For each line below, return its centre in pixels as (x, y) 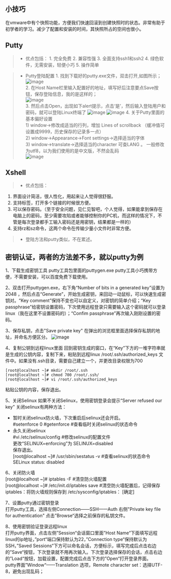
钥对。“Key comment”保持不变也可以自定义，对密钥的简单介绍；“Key (78, 301)
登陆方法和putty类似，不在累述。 (60, 239)
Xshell (16, 173)
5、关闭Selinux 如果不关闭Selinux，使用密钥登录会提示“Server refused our (84, 401)
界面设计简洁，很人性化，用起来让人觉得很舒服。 (64, 196)
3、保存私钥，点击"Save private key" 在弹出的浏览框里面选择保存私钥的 (80, 331)
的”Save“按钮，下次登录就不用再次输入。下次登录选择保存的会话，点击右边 (84, 552)
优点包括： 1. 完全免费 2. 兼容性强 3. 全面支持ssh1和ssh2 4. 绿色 (92, 58)
